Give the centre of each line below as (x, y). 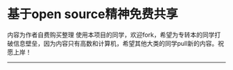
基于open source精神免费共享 (93, 14)
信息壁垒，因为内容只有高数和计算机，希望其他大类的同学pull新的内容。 (115, 43)
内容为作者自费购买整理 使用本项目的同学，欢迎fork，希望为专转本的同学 (111, 35)
